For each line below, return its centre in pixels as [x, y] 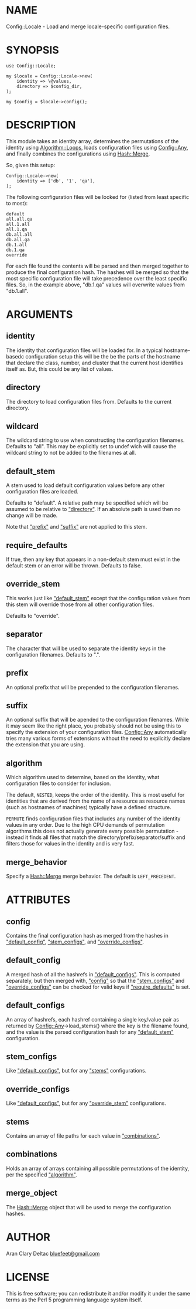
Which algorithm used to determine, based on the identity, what [83, 777]
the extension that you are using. [46, 745]
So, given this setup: [31, 165]
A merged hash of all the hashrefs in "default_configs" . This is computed [93, 974]
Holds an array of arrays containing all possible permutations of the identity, [98, 1168]
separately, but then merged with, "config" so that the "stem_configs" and [95, 980]
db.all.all [19, 234]
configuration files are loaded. [42, 492]
